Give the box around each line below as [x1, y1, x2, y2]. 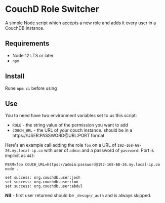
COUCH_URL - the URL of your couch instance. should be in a [12, 127, 132, 133]
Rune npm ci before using [5, 85, 57, 91]
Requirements [5, 40, 49, 48]
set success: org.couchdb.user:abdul [5, 184, 83, 189]
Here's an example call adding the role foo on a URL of [5, 142, 117, 148]
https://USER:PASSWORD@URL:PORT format [12, 132, 105, 139]
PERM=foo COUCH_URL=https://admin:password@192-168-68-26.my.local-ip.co [5, 162, 161, 167]
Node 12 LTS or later [12, 52, 54, 58]
